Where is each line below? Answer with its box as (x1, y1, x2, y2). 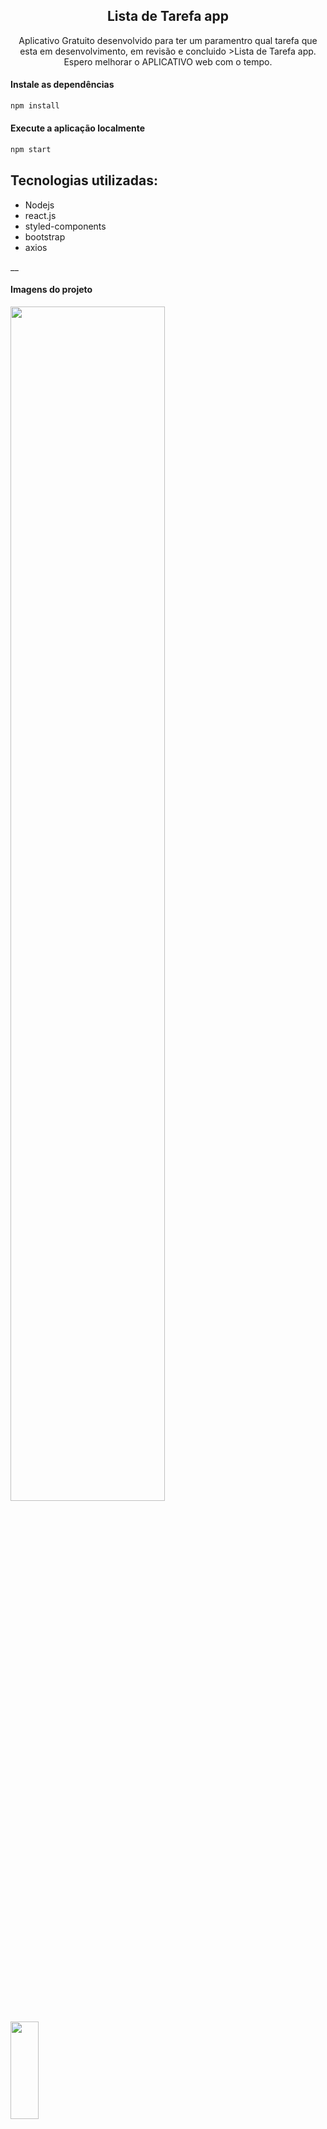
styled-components (24, 220, 107, 232)
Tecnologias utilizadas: (10, 172, 158, 189)
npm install (10, 101, 60, 111)
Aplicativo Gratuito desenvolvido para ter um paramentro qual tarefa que (18, 34, 318, 46)
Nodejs (24, 199, 55, 211)
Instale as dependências (10, 79, 115, 91)
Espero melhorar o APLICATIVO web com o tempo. (63, 55, 273, 68)
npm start (10, 145, 52, 155)
